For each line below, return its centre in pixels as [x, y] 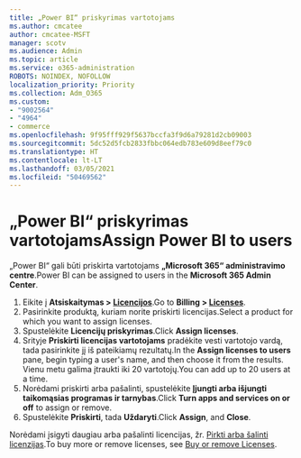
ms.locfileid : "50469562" [58, 177]
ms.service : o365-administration [72, 69]
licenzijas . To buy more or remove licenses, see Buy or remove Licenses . [143, 444]
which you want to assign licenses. [87, 322]
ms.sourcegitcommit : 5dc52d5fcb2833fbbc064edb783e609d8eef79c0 [131, 143]
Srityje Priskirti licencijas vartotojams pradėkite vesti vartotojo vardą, [153, 341]
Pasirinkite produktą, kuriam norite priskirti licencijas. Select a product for [158, 312]
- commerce [30, 127]
